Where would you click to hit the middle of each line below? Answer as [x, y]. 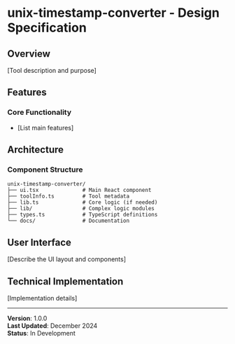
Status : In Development [41, 333]
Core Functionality [40, 112]
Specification [47, 28]
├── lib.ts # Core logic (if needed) [83, 202]
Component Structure [45, 170]
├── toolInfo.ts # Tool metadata [69, 197]
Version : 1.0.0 [27, 318]
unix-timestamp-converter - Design [114, 13]
